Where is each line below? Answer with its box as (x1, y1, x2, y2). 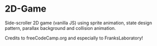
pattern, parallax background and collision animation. (5, 25, 116, 31)
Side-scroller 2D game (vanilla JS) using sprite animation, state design (5, 20, 152, 26)
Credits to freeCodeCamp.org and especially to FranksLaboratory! (5, 35, 143, 41)
